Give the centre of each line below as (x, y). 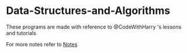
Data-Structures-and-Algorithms (88, 11)
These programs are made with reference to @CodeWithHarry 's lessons (94, 27)
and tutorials (21, 33)
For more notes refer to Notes (42, 44)
